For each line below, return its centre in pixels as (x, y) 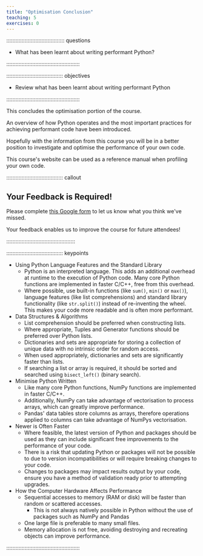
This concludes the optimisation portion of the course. (74, 111)
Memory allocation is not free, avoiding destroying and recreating (106, 530)
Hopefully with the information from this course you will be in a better (93, 141)
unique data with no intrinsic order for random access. (92, 349)
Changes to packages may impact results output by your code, (103, 472)
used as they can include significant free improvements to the (101, 439)
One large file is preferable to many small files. (82, 523)
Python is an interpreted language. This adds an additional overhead (109, 272)
